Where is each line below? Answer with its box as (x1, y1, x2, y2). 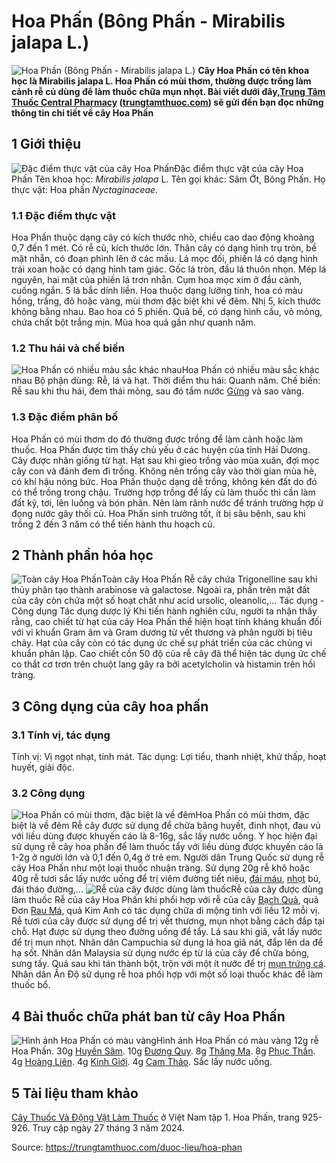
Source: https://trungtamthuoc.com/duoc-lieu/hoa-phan (11, 1141, 243, 1154)
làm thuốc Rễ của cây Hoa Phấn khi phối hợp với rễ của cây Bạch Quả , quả (11, 894, 319, 906)
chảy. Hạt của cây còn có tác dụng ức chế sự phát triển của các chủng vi (11, 637, 313, 649)
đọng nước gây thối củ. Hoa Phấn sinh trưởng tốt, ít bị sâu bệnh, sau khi (11, 507, 306, 519)
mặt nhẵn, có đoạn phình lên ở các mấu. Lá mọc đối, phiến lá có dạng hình (11, 253, 319, 265)
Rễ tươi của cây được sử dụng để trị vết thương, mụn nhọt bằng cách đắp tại (11, 915, 325, 927)
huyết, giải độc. (11, 761, 76, 774)
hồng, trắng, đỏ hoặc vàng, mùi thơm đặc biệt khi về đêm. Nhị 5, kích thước (11, 295, 322, 307)
